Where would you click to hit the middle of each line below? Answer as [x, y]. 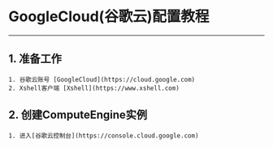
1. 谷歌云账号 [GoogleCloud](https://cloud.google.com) [102, 79]
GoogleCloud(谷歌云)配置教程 [109, 17]
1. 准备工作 [35, 59]
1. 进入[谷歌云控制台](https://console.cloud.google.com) [104, 135]
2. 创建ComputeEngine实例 [78, 115]
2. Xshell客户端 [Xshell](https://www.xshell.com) [94, 88]
